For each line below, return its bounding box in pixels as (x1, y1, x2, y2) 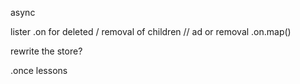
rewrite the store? (10, 45, 83, 57)
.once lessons (10, 65, 68, 76)
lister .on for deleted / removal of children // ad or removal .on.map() (10, 26, 292, 37)
